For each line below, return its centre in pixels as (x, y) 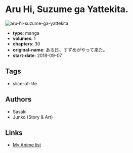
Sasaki (19, 112)
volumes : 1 (24, 38)
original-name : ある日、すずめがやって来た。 (60, 49)
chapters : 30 (26, 43)
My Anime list (27, 145)
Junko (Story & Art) (33, 117)
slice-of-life (25, 83)
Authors (18, 99)
